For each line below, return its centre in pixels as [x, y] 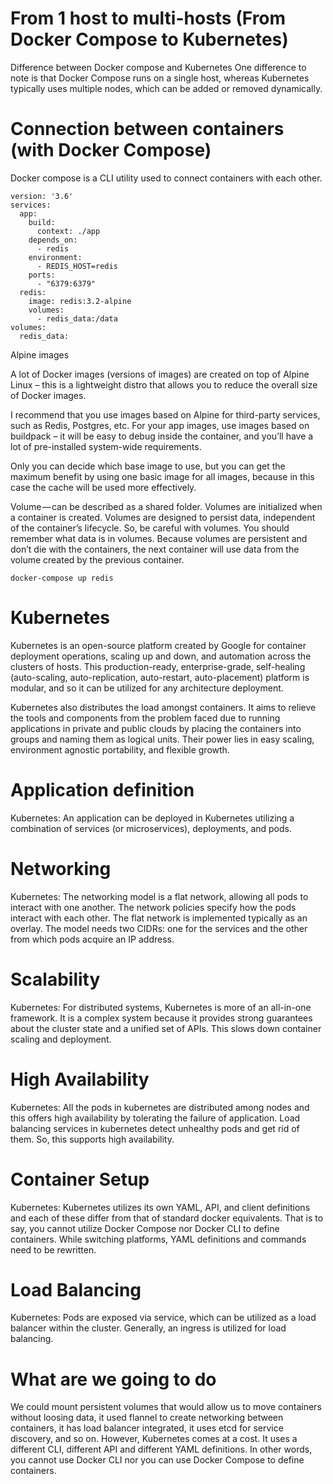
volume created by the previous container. [97, 559]
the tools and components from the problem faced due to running [145, 718]
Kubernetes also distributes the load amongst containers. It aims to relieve [163, 707]
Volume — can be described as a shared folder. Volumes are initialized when [166, 506]
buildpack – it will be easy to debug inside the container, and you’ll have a [162, 436]
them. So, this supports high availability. [92, 1139]
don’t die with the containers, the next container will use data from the [155, 549]
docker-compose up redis [62, 578]
